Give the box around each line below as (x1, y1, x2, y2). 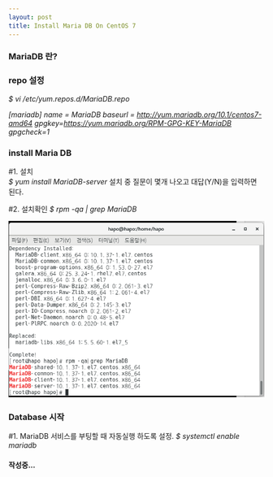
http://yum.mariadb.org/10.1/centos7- (136, 110, 262, 119)
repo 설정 (8, 75, 45, 86)
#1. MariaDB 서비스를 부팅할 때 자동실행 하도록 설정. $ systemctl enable (8, 431, 240, 441)
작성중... (8, 460, 36, 470)
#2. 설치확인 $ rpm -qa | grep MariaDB (8, 204, 137, 215)
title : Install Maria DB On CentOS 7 (8, 21, 136, 30)
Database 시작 (8, 411, 65, 423)
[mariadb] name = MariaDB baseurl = (8, 110, 136, 119)
